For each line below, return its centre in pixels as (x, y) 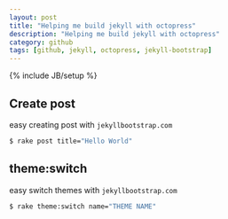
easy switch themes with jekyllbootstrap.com (93, 190)
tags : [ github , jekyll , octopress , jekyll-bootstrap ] (111, 51)
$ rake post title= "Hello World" (71, 141)
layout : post (33, 17)
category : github (41, 42)
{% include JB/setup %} (53, 75)
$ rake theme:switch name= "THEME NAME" (83, 206)
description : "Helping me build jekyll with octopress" (114, 34)
